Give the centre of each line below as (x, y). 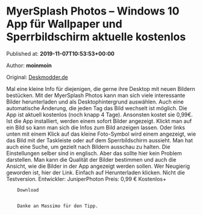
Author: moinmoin (29, 65)
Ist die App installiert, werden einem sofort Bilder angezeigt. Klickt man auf (99, 121)
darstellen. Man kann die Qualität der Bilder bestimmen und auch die (91, 159)
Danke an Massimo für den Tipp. (58, 206)
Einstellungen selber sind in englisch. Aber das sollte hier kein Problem (94, 153)
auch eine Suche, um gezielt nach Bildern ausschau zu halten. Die (88, 147)
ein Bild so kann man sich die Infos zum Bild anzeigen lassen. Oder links (96, 127)
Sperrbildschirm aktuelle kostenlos (96, 37)
